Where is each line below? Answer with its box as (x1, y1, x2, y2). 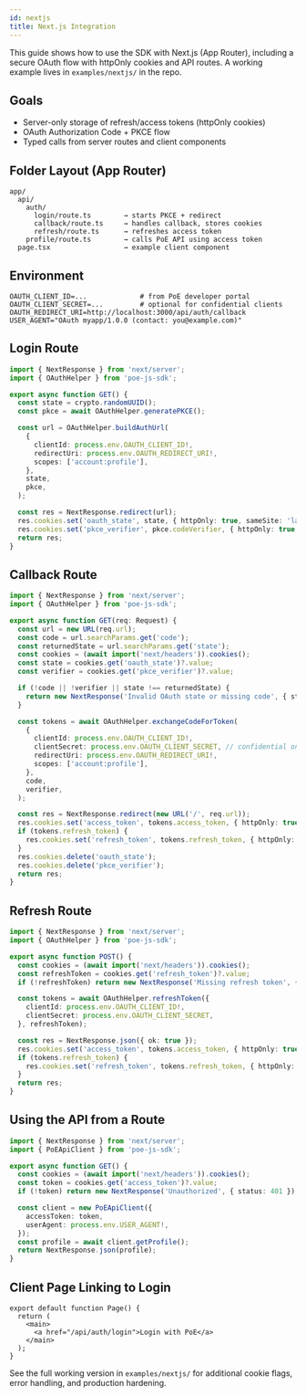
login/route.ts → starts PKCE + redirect (33, 211, 222, 220)
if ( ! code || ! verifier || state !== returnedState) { (17, 684, 230, 693)
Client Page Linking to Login (9, 1279, 171, 1295)
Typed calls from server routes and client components (22, 136, 227, 147)
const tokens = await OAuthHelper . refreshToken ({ (17, 994, 209, 1003)
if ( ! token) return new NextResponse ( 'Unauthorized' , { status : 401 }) (17, 1187, 296, 1196)
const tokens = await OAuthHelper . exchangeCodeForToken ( (17, 717, 239, 726)
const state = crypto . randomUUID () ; (17, 398, 157, 407)
